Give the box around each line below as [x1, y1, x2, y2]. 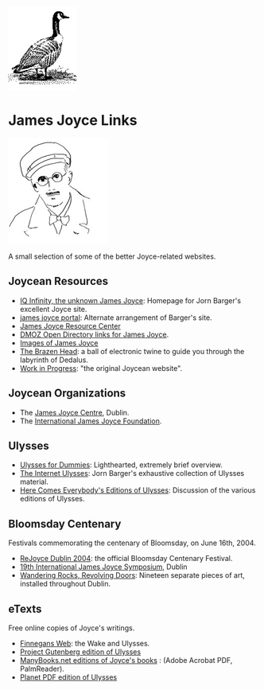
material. [19, 477, 49, 487]
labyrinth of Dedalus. [19, 355, 89, 364]
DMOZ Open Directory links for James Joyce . [19, 329, 169, 339]
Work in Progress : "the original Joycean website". [19, 363, 183, 372]
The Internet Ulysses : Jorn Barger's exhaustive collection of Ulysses [19, 469, 245, 478]
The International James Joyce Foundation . [19, 416, 162, 426]
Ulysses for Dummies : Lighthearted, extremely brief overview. [19, 460, 223, 470]
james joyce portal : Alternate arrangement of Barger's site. [19, 313, 212, 322]
